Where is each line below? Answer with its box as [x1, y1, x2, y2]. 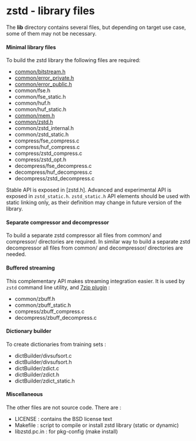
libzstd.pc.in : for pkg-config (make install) [14, 427, 118, 435]
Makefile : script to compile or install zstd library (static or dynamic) [14, 421, 179, 429]
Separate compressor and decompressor [6, 219, 109, 226]
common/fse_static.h [14, 93, 66, 100]
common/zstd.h [14, 118, 53, 125]
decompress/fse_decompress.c [14, 163, 92, 170]
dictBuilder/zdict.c [14, 365, 60, 372]
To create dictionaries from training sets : [6, 341, 106, 348]
